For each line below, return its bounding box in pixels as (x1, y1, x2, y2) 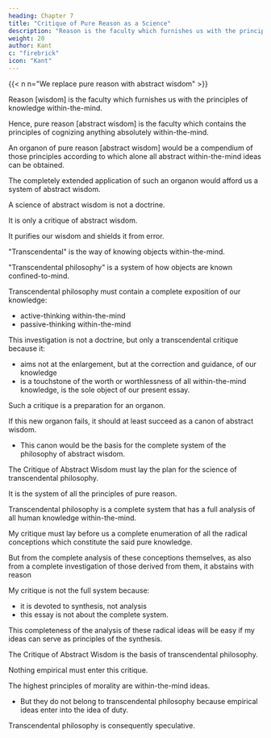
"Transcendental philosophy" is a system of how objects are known (8, 262, 233, 272)
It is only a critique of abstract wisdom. (8, 215, 138, 225)
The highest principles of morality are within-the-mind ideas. (8, 681, 211, 690)
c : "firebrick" (8, 49, 60, 57)
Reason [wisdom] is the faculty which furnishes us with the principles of (8, 94, 248, 104)
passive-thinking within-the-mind (19, 319, 131, 329)
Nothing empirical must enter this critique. (8, 665, 148, 674)
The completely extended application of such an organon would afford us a (8, 175, 258, 186)
